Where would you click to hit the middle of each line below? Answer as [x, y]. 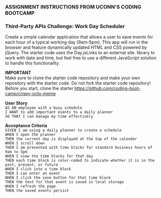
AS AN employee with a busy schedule [44, 108]
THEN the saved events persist [37, 191]
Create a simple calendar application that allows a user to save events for [79, 37]
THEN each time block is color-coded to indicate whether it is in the [80, 161]
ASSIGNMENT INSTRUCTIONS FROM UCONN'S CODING [73, 7]
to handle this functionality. [32, 63]
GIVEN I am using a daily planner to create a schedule [63, 131]
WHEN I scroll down [25, 143]
